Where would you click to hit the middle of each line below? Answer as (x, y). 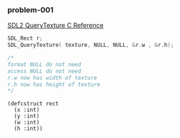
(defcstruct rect (33, 104)
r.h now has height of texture (54, 84)
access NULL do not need (44, 71)
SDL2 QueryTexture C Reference (55, 26)
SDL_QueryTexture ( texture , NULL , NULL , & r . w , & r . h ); (91, 45)
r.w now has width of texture (52, 78)
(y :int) (27, 116)
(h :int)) (28, 129)
